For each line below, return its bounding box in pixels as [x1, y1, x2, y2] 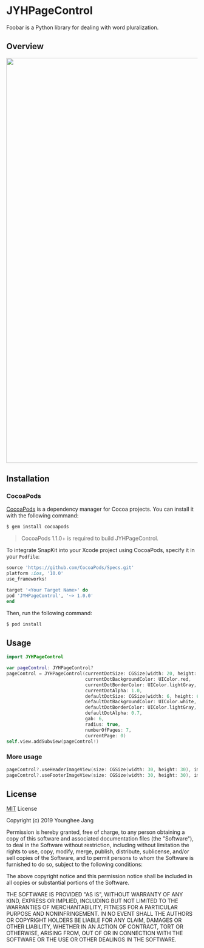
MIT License [6, 805, 38, 813]
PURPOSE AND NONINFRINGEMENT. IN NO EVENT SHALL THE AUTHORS [6, 910, 193, 918]
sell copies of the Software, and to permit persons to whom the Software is [6, 854, 194, 862]
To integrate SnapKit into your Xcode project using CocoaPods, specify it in [6, 547, 195, 554]
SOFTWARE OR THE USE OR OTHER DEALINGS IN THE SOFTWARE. [6, 936, 177, 943]
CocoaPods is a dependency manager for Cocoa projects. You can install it [6, 505, 194, 513]
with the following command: [6, 512, 79, 519]
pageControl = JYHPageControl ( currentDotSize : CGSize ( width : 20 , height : [6, 670, 197, 677]
